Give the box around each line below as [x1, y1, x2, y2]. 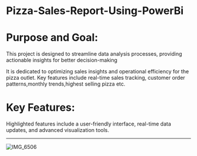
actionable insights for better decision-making [6, 57, 118, 64]
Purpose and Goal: [6, 31, 98, 45]
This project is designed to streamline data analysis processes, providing [6, 50, 182, 57]
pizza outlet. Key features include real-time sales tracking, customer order [6, 74, 186, 82]
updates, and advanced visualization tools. [6, 127, 110, 134]
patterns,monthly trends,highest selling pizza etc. [6, 80, 126, 87]
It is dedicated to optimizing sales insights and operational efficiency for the [6, 68, 189, 75]
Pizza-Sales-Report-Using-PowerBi [6, 4, 184, 18]
